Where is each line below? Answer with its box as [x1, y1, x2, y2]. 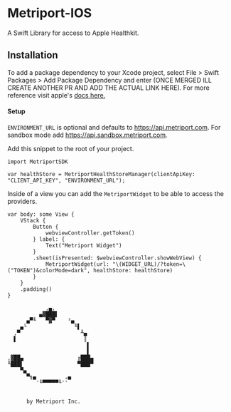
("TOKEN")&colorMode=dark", [7, 267, 91, 274]
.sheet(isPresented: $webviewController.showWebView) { [33, 254, 202, 262]
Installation [7, 49, 58, 61]
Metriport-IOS [7, 5, 92, 21]
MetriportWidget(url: [45, 260, 110, 268]
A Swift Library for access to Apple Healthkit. [7, 29, 139, 37]
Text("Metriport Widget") [45, 242, 122, 249]
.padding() [20, 285, 53, 293]
